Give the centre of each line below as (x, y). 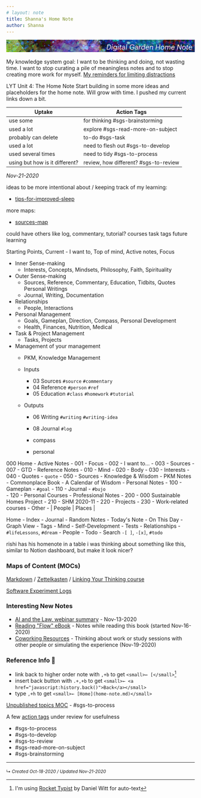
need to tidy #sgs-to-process (121, 154)
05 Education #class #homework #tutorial (83, 394)
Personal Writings (45, 289)
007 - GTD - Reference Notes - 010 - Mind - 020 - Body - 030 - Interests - (98, 470)
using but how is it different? (44, 162)
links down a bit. (26, 98)
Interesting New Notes (39, 606)
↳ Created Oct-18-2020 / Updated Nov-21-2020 (56, 771)
